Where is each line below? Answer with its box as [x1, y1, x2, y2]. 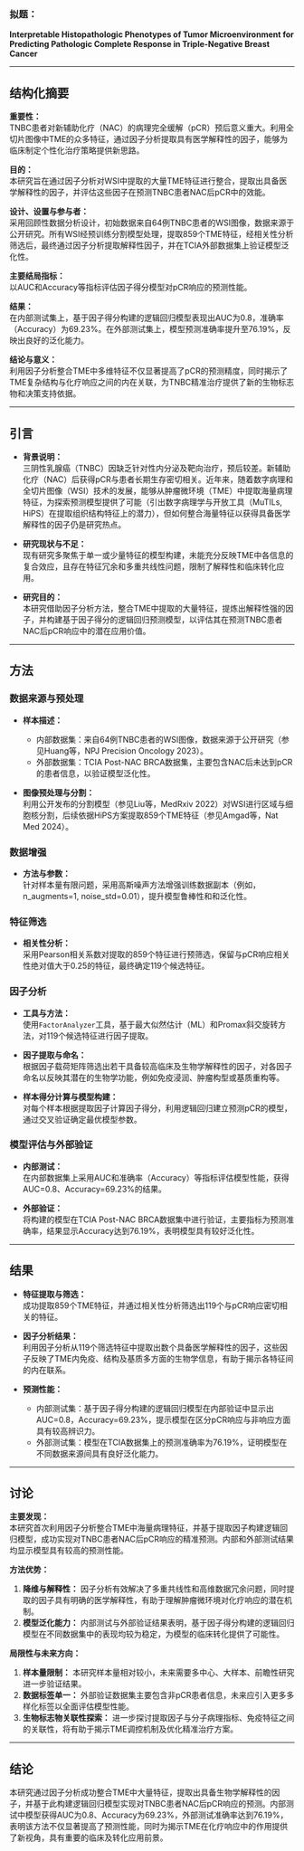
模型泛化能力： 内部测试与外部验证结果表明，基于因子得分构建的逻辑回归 [22, 1618, 295, 1628]
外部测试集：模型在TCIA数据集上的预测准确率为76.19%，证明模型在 [35, 1437, 288, 1448]
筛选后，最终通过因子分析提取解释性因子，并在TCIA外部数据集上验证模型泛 [9, 240, 290, 251]
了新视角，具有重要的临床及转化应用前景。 [9, 1832, 168, 1843]
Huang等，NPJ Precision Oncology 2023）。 [43, 745, 209, 756]
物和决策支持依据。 [9, 388, 81, 399]
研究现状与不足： [22, 538, 87, 549]
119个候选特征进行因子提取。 [46, 1030, 154, 1041]
